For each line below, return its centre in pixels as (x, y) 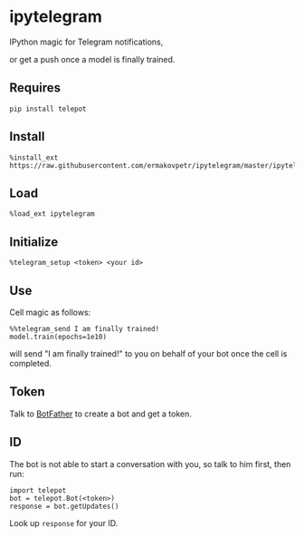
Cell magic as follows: (50, 312)
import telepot (38, 490)
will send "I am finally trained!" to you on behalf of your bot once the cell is (148, 354)
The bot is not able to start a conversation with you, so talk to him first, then (150, 464)
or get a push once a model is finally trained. (92, 59)
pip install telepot (48, 109)
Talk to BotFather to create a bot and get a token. (101, 414)
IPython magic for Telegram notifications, (86, 42)
